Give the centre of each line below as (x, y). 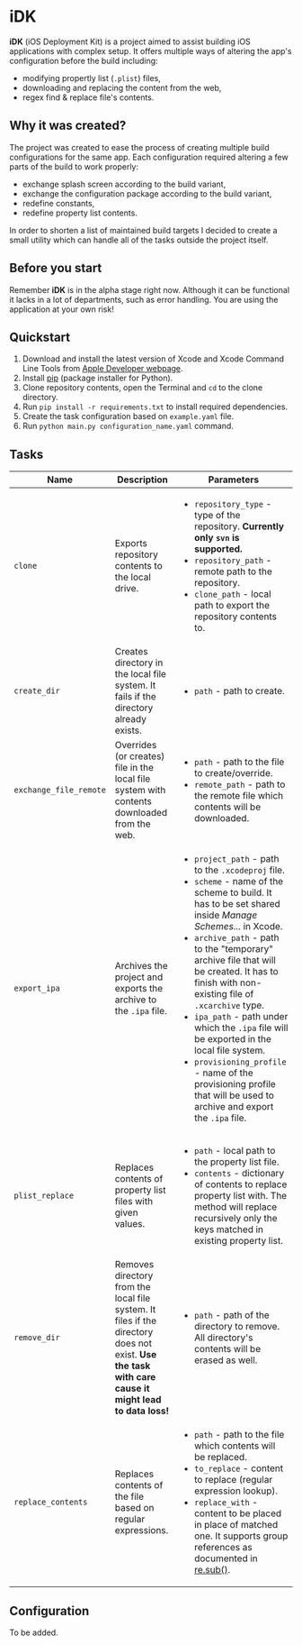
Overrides (136, 745)
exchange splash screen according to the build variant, (124, 184)
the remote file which (239, 796)
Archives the (141, 966)
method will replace (236, 1207)
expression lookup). (236, 1491)
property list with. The (241, 1196)
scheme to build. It (233, 892)
